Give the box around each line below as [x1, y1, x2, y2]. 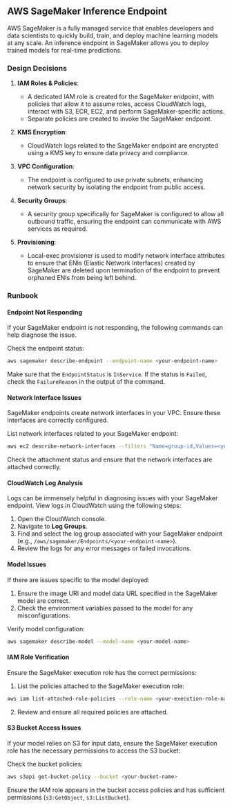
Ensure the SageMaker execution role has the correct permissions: [7, 668, 197, 676]
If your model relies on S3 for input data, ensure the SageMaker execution [7, 739, 217, 747]
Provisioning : [17, 238, 57, 247]
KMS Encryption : [17, 128, 68, 137]
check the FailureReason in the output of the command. [7, 378, 166, 386]
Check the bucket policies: [7, 759, 83, 768]
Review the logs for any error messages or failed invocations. [17, 544, 192, 553]
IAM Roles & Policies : [17, 79, 79, 87]
